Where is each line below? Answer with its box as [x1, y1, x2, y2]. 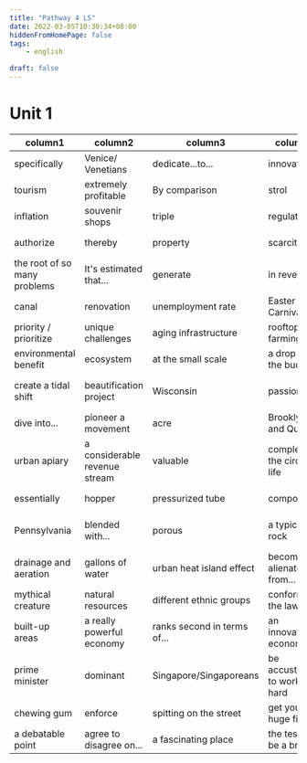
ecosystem [84, 353, 132, 366]
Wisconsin [152, 385, 198, 397]
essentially [14, 492, 60, 504]
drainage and [14, 556, 71, 568]
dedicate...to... [152, 157, 214, 170]
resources [84, 599, 128, 612]
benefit [14, 358, 45, 371]
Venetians [84, 163, 128, 175]
